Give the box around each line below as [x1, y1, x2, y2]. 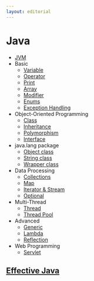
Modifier [23, 91, 44, 98]
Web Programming [14, 242, 61, 249]
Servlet [23, 248, 41, 256]
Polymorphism [23, 129, 59, 136]
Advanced [14, 217, 40, 224]
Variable [23, 66, 44, 73]
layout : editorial [6, 8, 51, 15]
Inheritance [23, 122, 51, 130]
